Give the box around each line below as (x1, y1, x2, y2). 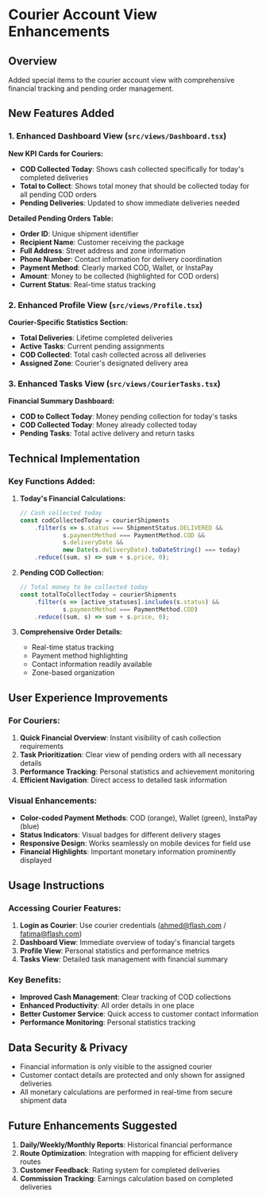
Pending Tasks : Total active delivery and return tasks (19, 428, 195, 439)
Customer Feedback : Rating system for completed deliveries (19, 1165, 221, 1175)
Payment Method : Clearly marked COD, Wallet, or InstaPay (19, 263, 214, 272)
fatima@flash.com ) (19, 929, 83, 938)
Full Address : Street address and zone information (19, 245, 186, 256)
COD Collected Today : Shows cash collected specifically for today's (19, 164, 245, 174)
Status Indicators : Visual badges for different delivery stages (19, 830, 221, 840)
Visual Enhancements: (8, 795, 98, 806)
